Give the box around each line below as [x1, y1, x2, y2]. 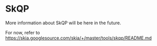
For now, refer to [5, 29, 40, 35]
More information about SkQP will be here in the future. [5, 20, 121, 26]
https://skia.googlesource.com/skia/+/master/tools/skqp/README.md [5, 35, 152, 41]
